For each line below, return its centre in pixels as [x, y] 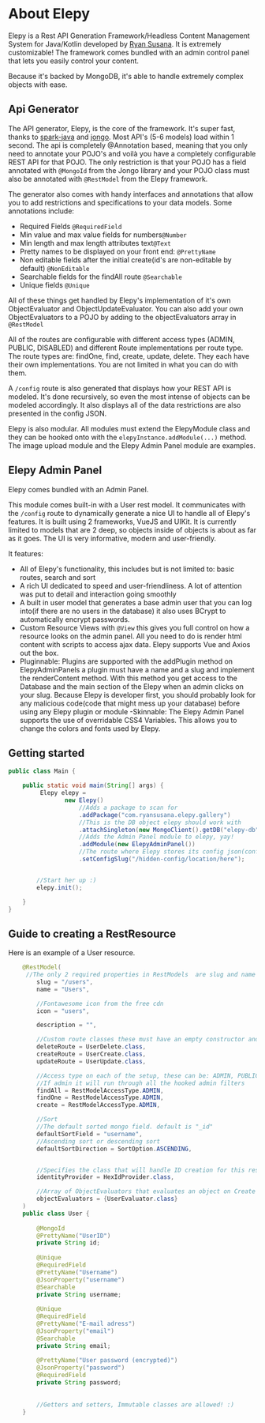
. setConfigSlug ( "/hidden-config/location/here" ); [162, 859]
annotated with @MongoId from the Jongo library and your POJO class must [129, 170]
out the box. [39, 653]
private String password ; [79, 1383]
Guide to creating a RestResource [92, 934]
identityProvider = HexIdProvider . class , [106, 1177]
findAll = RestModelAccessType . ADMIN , [100, 1090]
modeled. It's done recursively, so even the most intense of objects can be [129, 397]
